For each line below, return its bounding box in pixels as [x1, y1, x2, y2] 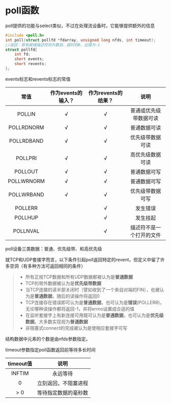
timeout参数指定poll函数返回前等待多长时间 [5, 346, 96, 353]
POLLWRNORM [8, 177, 45, 185]
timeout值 [8, 360, 32, 367]
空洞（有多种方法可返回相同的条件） [9, 263, 85, 269]
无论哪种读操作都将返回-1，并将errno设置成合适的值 [25, 305, 135, 312]
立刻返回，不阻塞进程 [37, 379, 88, 387]
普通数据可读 [130, 124, 161, 131]
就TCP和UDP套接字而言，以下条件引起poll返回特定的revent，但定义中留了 [5, 256, 160, 262]
